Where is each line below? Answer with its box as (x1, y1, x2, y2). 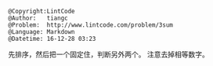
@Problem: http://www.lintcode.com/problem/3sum (8, 21, 174, 29)
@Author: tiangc (8, 14, 68, 22)
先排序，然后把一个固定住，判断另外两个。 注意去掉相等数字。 (8, 49, 209, 59)
